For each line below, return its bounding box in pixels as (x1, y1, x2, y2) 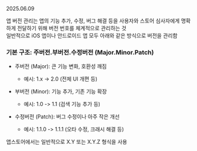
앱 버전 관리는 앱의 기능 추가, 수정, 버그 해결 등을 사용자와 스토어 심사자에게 (6, 17, 180, 24)
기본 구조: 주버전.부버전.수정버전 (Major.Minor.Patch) (6, 48, 154, 56)
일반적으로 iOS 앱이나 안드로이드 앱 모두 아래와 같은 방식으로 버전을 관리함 (6, 32, 178, 39)
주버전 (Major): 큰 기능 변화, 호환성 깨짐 (14, 63, 107, 70)
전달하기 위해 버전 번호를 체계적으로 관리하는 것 (17, 25, 126, 31)
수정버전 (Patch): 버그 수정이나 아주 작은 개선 (14, 113, 120, 120)
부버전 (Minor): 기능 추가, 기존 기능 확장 (14, 88, 107, 95)
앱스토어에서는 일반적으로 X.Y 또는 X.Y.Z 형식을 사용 (6, 139, 128, 146)
